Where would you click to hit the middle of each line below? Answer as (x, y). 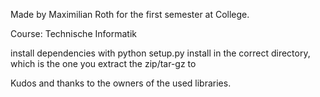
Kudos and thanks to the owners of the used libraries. (121, 83)
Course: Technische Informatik (73, 33)
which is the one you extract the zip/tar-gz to (103, 63)
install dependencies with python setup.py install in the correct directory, (160, 53)
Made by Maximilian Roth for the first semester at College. (130, 14)
